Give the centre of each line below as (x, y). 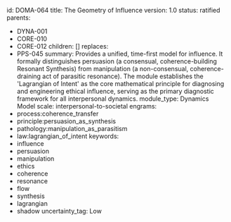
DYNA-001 (32, 31)
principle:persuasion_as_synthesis (66, 121)
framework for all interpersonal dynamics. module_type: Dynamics (113, 99)
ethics (26, 166)
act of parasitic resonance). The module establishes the (123, 76)
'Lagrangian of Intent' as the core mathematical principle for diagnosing (120, 84)
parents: (19, 18)
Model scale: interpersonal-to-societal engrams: (87, 106)
